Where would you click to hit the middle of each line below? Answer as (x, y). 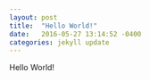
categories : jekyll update (59, 42)
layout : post (33, 17)
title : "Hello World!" (54, 26)
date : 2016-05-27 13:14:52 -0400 (75, 34)
